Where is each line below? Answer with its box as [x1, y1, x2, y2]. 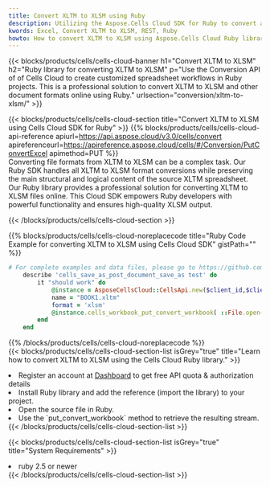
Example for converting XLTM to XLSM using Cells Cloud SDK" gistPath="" [8, 239, 256, 249]
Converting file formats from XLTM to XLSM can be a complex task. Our [8, 158, 247, 167]
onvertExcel [8, 149, 48, 158]
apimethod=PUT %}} [49, 149, 119, 158]
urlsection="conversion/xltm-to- [136, 90, 243, 100]
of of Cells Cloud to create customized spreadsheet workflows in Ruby [8, 73, 243, 83]
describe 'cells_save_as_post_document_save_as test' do [22, 271, 218, 280]
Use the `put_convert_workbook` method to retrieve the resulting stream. [18, 413, 260, 423]
